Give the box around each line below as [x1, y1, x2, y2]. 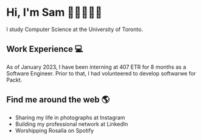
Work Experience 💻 [6, 44, 83, 54]
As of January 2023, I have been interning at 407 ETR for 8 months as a [6, 63, 187, 71]
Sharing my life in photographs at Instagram [15, 114, 125, 121]
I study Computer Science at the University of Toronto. [6, 26, 144, 33]
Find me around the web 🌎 [6, 94, 110, 105]
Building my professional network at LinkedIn [15, 120, 128, 127]
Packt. [6, 76, 23, 83]
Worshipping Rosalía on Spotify [15, 127, 94, 134]
